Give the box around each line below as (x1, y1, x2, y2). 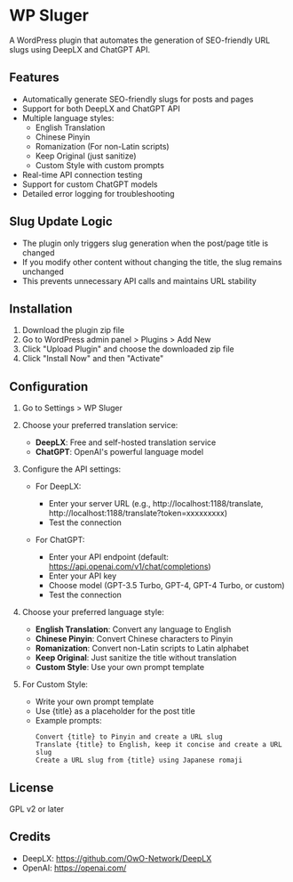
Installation (9, 301, 73, 316)
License (9, 780, 54, 795)
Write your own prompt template (35, 696, 154, 708)
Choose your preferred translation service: (21, 420, 178, 431)
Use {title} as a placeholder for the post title (35, 706, 195, 716)
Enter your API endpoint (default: (48, 552, 169, 562)
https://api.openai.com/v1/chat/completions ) (48, 562, 211, 572)
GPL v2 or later (9, 804, 65, 814)
